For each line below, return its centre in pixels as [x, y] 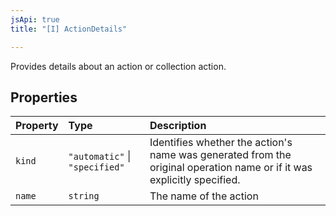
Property [37, 126]
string [84, 196]
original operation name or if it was [231, 168]
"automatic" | [100, 156]
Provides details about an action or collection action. [118, 66]
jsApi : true [35, 19]
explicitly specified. [195, 180]
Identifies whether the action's [221, 143]
